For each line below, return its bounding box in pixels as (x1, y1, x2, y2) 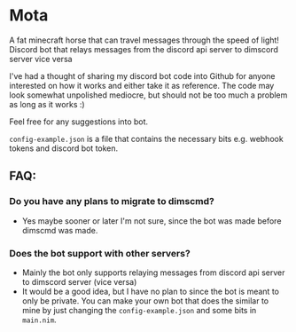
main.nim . (21, 314, 58, 325)
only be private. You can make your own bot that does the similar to (21, 295, 269, 306)
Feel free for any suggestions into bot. (9, 116, 149, 127)
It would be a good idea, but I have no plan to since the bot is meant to (21, 286, 279, 296)
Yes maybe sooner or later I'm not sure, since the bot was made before (21, 215, 282, 226)
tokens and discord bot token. (9, 143, 119, 154)
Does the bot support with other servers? (9, 247, 191, 259)
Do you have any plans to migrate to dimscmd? (9, 195, 214, 208)
